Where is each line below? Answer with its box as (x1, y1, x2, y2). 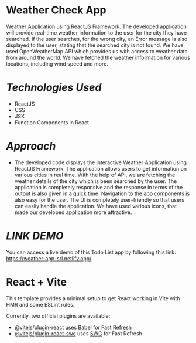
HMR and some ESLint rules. (6, 301, 75, 308)
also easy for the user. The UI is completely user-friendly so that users (14, 196, 185, 203)
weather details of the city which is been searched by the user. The (14, 177, 177, 185)
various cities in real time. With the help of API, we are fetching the (14, 171, 176, 178)
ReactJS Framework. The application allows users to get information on (14, 165, 187, 172)
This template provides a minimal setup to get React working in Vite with (6, 294, 180, 302)
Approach (6, 140, 56, 153)
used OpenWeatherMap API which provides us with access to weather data (6, 47, 188, 55)
